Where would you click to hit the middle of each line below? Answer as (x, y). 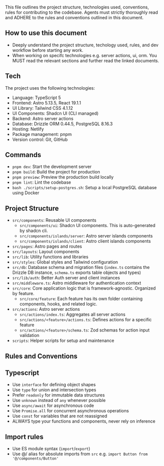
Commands (23, 155)
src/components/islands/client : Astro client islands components (85, 241)
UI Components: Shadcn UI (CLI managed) (55, 113)
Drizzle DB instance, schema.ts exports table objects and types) (77, 272)
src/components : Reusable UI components (54, 220)
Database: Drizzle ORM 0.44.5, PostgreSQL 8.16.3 (62, 124)
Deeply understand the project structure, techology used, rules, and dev (85, 45)
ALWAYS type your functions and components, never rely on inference (84, 421)
